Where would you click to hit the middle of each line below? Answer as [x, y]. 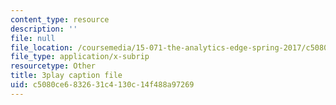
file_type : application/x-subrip [80, 57]
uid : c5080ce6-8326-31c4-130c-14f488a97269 [102, 85]
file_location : [42, 47]
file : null [33, 38]
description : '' [44, 29]
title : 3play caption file [66, 76]
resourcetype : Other [53, 66]
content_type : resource [60, 19]
